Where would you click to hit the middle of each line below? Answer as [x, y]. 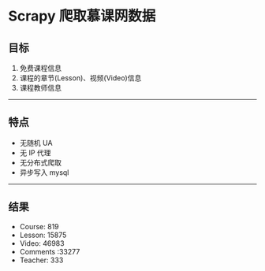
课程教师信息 [40, 88]
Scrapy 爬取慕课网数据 [82, 16]
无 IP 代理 [35, 152]
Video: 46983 [42, 243]
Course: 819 [39, 226]
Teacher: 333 [41, 260]
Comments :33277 [50, 251]
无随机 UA [36, 143]
